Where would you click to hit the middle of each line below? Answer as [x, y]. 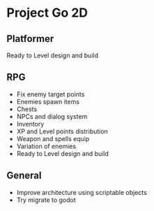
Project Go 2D [47, 13]
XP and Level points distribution [62, 131]
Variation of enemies [46, 146]
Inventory [30, 124]
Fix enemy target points [51, 94]
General [24, 176]
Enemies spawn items [48, 101]
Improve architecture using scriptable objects [82, 192]
